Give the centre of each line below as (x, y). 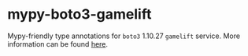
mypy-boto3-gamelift (80, 14)
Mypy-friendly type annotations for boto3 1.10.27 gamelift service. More (124, 36)
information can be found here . (57, 44)
